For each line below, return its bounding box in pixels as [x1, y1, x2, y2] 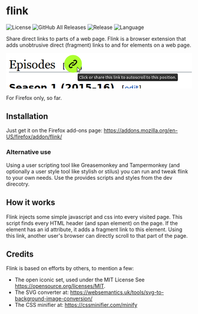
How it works [6, 198, 55, 208]
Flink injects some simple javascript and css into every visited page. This [6, 213, 183, 220]
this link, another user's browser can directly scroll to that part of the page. [6, 232, 188, 239]
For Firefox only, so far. [6, 94, 62, 101]
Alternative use [6, 148, 51, 156]
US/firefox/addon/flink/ [6, 133, 62, 140]
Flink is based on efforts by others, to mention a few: [6, 265, 134, 272]
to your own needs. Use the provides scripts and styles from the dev [6, 174, 173, 181]
